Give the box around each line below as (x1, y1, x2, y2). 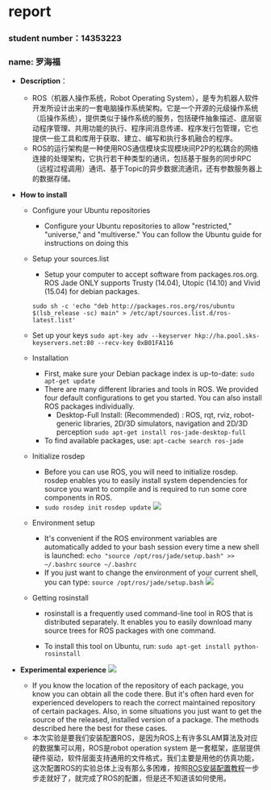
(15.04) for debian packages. (44, 287, 140, 297)
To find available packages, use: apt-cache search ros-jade (44, 436, 244, 446)
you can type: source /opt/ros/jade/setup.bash (44, 577, 204, 587)
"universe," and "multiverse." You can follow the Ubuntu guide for (44, 230, 262, 239)
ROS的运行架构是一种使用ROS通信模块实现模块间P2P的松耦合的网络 (31, 143, 259, 153)
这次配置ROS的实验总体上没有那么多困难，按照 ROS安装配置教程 (31, 763, 245, 773)
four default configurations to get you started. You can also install (44, 393, 262, 403)
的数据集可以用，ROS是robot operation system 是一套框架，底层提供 (31, 743, 261, 753)
